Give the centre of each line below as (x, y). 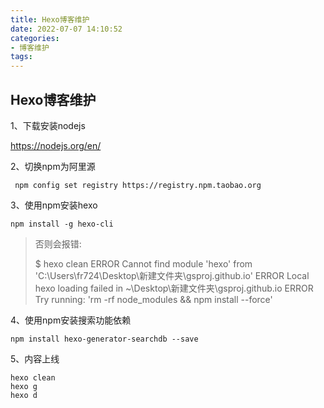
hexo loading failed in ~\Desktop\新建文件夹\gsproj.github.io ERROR (174, 288)
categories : (35, 38)
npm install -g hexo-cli (62, 224)
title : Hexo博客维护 (50, 19)
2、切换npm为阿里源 (53, 166)
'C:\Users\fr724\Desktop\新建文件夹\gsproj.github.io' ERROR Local (172, 275)
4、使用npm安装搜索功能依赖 (71, 320)
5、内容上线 (35, 358)
